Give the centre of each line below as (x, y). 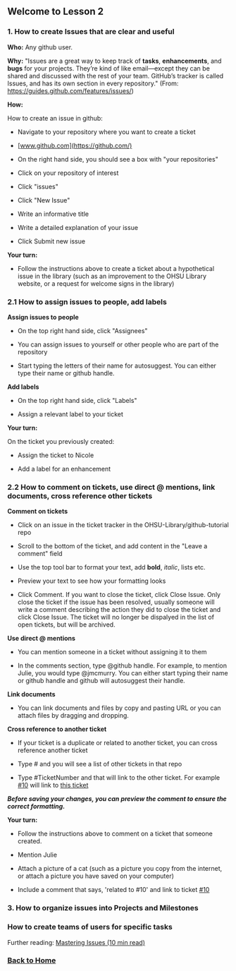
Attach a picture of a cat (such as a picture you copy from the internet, (120, 869)
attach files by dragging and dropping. (73, 716)
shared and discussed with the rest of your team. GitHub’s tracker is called (116, 76)
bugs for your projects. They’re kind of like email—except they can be (108, 68)
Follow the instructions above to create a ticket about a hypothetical (116, 268)
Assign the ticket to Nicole (56, 455)
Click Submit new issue (51, 241)
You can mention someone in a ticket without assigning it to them (112, 652)
